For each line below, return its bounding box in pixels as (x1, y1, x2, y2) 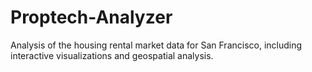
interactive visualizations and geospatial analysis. (10, 49, 214, 61)
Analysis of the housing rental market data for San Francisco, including (10, 39, 303, 51)
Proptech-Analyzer (10, 6, 173, 29)
